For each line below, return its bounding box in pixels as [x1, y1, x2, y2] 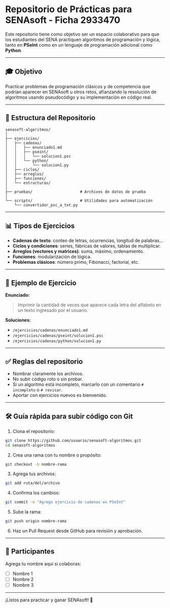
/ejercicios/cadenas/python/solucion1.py [12, 339, 101, 344]
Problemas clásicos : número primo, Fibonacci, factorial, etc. [12, 259, 140, 265]
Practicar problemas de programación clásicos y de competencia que [5, 83, 151, 89]
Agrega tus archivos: [12, 471, 56, 477]
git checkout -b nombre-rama [5, 461, 67, 467]
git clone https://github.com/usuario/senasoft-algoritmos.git [5, 438, 142, 443]
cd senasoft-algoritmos [5, 443, 56, 448]
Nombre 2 [12, 576, 34, 582]
